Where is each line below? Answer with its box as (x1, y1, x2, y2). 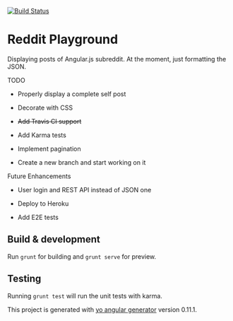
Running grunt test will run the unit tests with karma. (7, 291, 162, 300)
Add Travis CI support (17, 117, 82, 125)
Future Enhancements (7, 172, 71, 180)
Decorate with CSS (17, 103, 73, 112)
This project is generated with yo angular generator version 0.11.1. (7, 305, 198, 314)
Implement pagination (17, 144, 81, 153)
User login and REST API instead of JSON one (17, 185, 152, 194)
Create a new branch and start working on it (17, 158, 146, 166)
